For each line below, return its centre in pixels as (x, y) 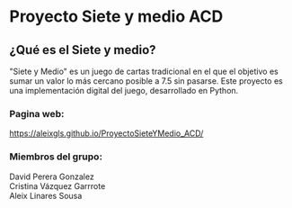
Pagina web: (37, 113)
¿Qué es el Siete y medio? (83, 50)
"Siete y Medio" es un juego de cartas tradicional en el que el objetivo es (144, 71)
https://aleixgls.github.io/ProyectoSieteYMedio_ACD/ (106, 133)
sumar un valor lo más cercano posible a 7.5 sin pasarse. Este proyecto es (146, 81)
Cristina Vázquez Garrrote (58, 185)
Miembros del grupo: (56, 157)
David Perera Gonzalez (52, 176)
